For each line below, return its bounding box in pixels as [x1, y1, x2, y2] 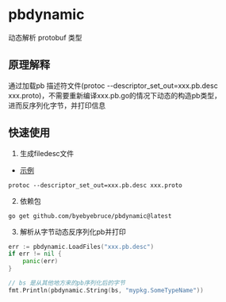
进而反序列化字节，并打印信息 [8, 101, 105, 110]
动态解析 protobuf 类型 [8, 32, 82, 42]
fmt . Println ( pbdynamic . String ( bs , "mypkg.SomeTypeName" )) [8, 286, 204, 294]
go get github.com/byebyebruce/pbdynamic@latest [8, 212, 172, 220]
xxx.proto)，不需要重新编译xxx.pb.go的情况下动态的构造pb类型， [8, 90, 222, 100]
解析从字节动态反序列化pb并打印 [19, 227, 126, 236]
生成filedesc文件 [19, 148, 75, 158]
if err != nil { [8, 250, 62, 258]
